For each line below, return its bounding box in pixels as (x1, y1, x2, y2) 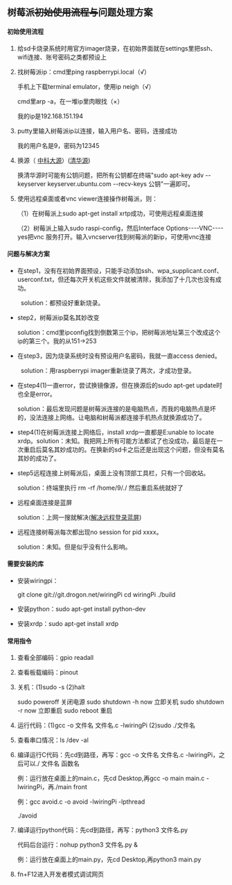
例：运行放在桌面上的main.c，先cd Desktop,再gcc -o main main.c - (17, 774, 210, 783)
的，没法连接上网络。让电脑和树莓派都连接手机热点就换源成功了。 (17, 413, 206, 422)
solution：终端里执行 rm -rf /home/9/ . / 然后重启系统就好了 (17, 483, 184, 492)
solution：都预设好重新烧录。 (20, 298, 105, 307)
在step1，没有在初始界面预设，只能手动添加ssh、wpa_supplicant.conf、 (17, 266, 223, 274)
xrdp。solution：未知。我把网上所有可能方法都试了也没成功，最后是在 (17, 436, 217, 445)
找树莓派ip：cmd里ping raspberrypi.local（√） (17, 67, 151, 76)
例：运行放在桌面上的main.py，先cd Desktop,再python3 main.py (17, 855, 202, 863)
